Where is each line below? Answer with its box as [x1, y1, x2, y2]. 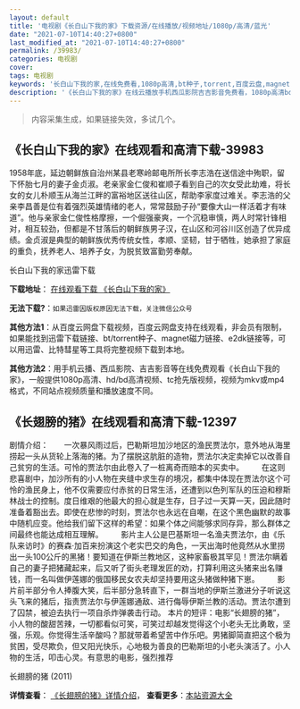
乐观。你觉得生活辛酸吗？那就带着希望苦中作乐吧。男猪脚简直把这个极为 [24, 629, 291, 640]
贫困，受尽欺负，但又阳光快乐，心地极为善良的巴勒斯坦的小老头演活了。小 [9, 641, 283, 652]
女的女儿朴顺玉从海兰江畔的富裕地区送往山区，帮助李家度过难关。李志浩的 [9, 190, 283, 201]
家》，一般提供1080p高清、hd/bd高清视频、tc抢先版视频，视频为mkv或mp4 [9, 375, 285, 385]
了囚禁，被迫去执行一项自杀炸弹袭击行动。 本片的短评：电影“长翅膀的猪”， [9, 607, 285, 618]
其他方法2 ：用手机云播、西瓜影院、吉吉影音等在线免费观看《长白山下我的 [9, 363, 280, 374]
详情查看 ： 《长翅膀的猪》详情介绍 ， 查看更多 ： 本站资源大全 [9, 690, 233, 701]
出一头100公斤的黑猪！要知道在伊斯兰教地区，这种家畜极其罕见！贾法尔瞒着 [9, 552, 288, 562]
